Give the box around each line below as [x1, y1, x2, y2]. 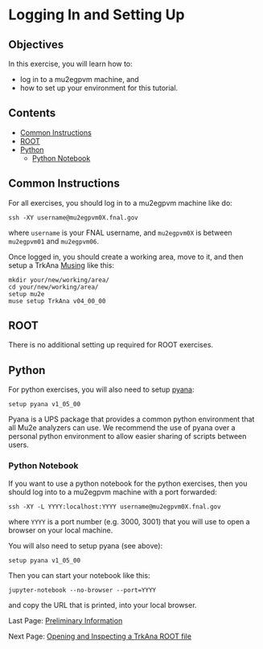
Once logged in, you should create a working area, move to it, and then [8, 252, 244, 261]
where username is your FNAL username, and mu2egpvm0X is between [8, 228, 232, 237]
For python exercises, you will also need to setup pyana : [8, 384, 195, 395]
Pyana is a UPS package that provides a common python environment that [8, 414, 255, 424]
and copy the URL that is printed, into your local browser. [8, 600, 197, 610]
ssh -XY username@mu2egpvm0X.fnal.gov [8, 213, 138, 222]
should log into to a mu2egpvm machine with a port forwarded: [8, 487, 217, 496]
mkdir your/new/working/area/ [8, 276, 110, 284]
